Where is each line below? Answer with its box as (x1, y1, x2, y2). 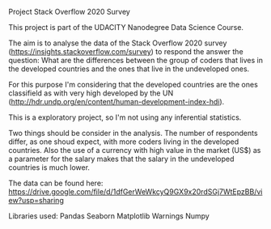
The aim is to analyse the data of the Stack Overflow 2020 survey (8, 38, 227, 48)
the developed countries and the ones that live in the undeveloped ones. (8, 64, 250, 74)
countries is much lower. (8, 163, 91, 172)
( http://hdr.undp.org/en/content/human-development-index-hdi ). (8, 97, 225, 106)
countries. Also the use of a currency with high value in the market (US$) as (8, 146, 261, 155)
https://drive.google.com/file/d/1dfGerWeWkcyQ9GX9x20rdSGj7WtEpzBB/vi (8, 187, 263, 197)
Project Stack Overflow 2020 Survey (8, 7, 131, 16)
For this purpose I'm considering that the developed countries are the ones (8, 80, 259, 89)
